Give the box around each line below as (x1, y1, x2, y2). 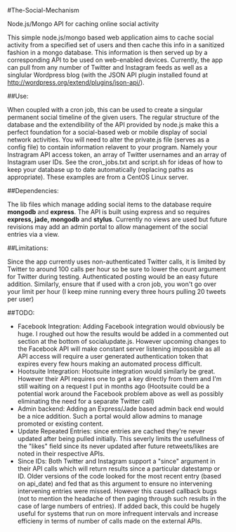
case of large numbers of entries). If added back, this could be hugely (17, 502, 221, 510)
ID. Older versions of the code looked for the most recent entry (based (17, 472, 221, 480)
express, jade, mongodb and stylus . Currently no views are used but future (7, 215, 228, 223)
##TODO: (7, 309, 35, 316)
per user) (7, 295, 34, 303)
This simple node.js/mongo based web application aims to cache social (7, 33, 214, 42)
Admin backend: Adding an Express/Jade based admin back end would (17, 404, 225, 413)
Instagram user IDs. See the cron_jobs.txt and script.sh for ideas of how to (7, 158, 223, 166)
